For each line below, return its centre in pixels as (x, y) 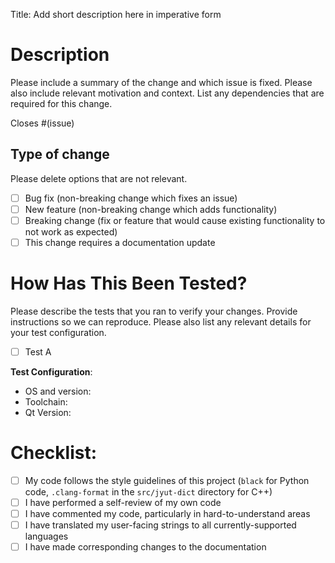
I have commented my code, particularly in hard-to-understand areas (167, 514)
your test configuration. (58, 332)
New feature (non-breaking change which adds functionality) (151, 209)
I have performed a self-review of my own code (123, 502)
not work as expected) (71, 231)
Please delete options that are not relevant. (99, 178)
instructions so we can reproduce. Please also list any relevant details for (161, 321)
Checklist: (54, 453)
